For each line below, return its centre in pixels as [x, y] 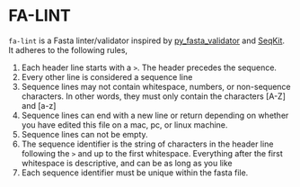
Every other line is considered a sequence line [107, 76]
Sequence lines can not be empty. [85, 134]
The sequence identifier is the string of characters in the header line [147, 144]
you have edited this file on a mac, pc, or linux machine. [124, 125]
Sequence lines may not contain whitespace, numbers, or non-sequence [156, 86]
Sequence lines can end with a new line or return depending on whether [155, 115]
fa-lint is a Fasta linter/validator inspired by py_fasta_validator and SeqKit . [146, 40]
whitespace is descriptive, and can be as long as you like [127, 163]
